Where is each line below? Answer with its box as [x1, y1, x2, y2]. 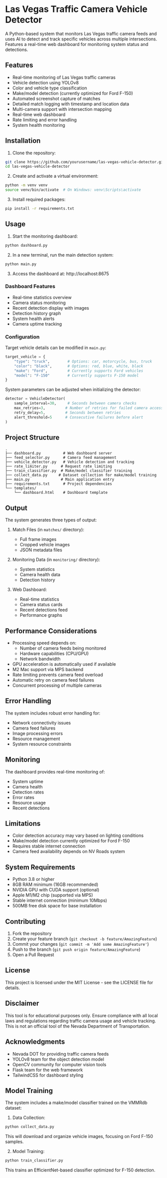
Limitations [5, 819, 41, 828]
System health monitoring [12, 122, 66, 128]
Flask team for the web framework [12, 1067, 83, 1073]
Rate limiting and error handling [12, 116, 77, 123]
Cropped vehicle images [19, 542, 70, 548]
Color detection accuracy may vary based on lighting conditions [12, 832, 144, 838]
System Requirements [5, 863, 76, 871]
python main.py [5, 261, 37, 267]
